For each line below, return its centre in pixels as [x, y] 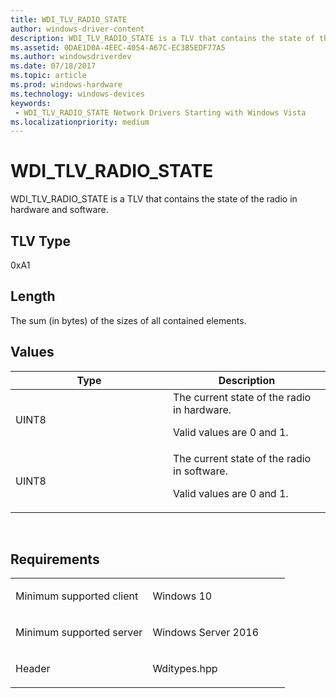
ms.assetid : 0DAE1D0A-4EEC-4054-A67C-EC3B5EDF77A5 [118, 47]
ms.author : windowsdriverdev [71, 57]
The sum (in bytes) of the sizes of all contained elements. [128, 320]
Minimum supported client [77, 596]
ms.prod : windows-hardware [66, 85]
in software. [200, 471]
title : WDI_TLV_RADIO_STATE [69, 19]
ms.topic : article [48, 76]
